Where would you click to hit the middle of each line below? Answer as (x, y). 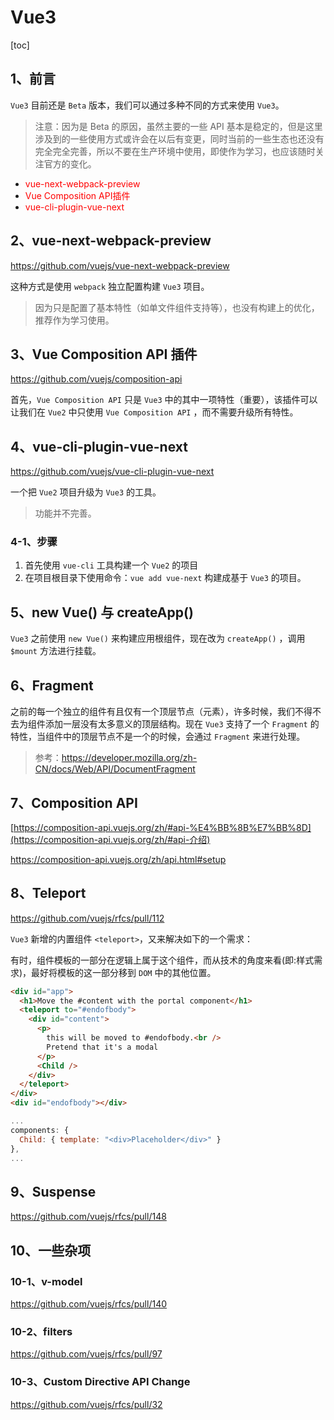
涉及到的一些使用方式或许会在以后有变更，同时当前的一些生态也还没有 (179, 138)
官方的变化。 (70, 163)
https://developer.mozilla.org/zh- (129, 758)
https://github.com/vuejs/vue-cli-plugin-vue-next (112, 472)
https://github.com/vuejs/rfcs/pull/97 (86, 1354)
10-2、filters (41, 1331)
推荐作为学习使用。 (74, 320)
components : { (40, 1130)
